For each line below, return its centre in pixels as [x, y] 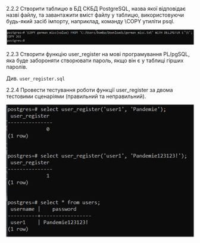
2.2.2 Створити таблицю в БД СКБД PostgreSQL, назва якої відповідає [96, 9]
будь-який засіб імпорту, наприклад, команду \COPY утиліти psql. [90, 21]
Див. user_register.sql [36, 78]
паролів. [17, 67]
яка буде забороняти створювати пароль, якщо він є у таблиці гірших [95, 60]
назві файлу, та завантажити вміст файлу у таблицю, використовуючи [95, 15]
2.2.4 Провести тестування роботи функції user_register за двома [90, 90]
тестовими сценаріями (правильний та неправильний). [76, 96]
